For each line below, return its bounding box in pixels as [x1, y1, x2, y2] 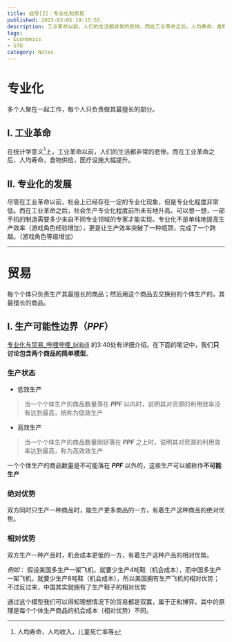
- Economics [7, 36, 41, 43]
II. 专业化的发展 [7, 178, 72, 190]
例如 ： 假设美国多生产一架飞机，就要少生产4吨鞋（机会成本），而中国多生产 [7, 565, 222, 573]
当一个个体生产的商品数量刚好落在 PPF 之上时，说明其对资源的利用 [23, 438, 215, 447]
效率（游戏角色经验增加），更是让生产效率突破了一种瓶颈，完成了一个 [12, 224, 210, 232]
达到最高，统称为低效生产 [30, 409, 104, 417]
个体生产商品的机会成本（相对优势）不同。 [30, 606, 153, 614]
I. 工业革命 [7, 127, 52, 139]
